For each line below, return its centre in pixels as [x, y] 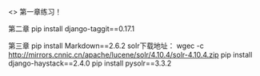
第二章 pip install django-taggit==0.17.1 [72, 29]
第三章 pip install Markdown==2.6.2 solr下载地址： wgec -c [106, 46]
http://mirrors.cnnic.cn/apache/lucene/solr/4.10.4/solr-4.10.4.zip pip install [130, 55]
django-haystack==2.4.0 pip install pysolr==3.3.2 [90, 63]
